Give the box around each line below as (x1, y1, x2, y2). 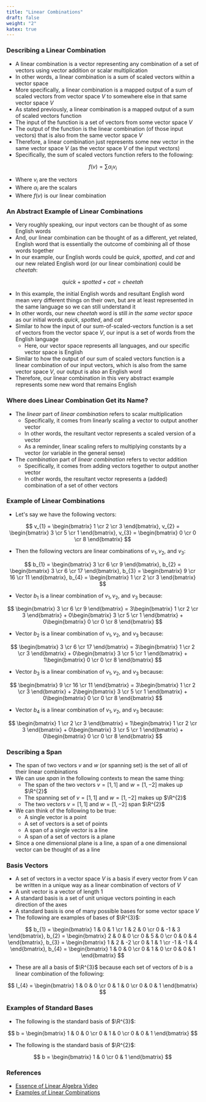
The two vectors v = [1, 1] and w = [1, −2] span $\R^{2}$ (24, 801, 165, 808)
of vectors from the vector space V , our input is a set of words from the (15, 329, 196, 337)
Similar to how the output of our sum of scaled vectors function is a (15, 355, 185, 362)
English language (15, 335, 59, 343)
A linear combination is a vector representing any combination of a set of (15, 60, 199, 67)
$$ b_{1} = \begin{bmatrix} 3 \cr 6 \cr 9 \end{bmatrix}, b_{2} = (24, 560, 182, 568)
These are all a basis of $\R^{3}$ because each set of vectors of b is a (15, 963, 193, 971)
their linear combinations (15, 768, 78, 776)
